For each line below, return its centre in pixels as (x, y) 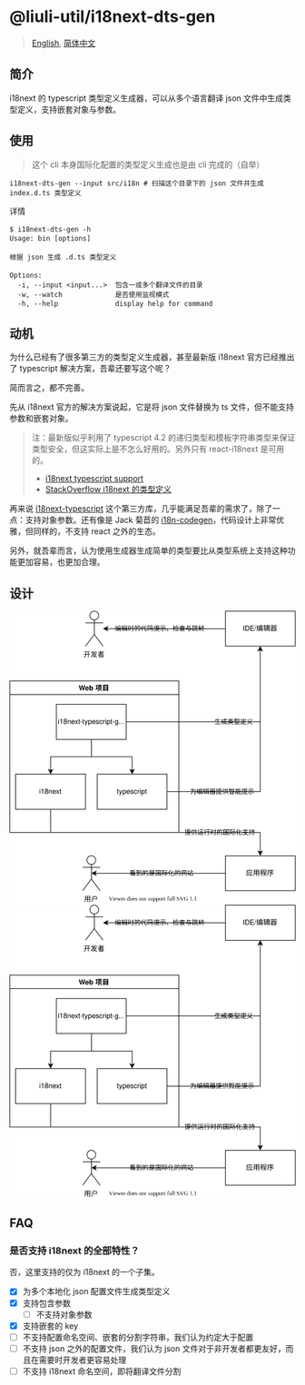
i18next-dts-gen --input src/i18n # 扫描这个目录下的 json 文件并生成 (137, 183)
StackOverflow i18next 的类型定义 (108, 490)
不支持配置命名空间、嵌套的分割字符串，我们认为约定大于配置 (138, 1337)
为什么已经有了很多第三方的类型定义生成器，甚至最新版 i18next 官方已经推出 (152, 357)
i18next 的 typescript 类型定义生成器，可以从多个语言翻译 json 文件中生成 (147, 98)
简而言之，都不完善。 (49, 388)
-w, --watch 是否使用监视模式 (93, 294)
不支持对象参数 (64, 1314)
